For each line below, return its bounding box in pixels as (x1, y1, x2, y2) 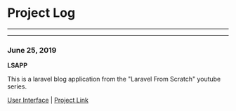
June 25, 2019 (7, 45, 57, 55)
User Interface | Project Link (7, 96, 89, 105)
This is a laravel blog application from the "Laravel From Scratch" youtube (7, 75, 221, 84)
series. (7, 82, 27, 91)
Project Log (7, 5, 76, 21)
